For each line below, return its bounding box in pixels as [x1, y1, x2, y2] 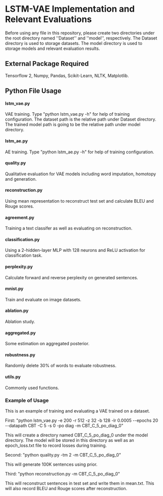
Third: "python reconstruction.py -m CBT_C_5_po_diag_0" [5, 471, 120, 476]
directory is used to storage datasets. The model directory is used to [5, 40, 143, 46]
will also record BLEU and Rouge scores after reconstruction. [5, 485, 127, 491]
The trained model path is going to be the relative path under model [5, 122, 141, 127]
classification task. [5, 252, 43, 258]
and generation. [5, 176, 37, 182]
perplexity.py [5, 264, 33, 269]
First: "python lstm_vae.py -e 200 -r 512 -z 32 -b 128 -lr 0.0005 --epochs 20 [5, 417, 158, 423]
